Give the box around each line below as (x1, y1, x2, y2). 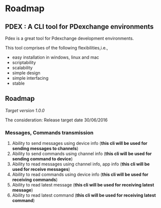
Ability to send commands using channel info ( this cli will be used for (12, 151, 152, 157)
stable (12, 80, 25, 86)
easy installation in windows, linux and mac (12, 54, 99, 60)
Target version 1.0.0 (5, 107, 45, 113)
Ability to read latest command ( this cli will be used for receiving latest (12, 192, 156, 198)
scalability (12, 65, 33, 70)
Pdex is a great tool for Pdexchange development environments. (5, 35, 134, 41)
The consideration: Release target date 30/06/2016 (5, 117, 108, 123)
